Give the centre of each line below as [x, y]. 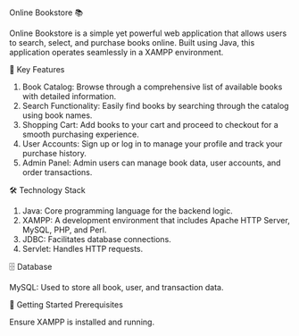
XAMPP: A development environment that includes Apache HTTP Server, [156, 220]
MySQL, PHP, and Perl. [64, 230]
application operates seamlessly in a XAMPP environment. [116, 52]
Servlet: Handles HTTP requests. [83, 249]
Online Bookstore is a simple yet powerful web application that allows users [148, 33]
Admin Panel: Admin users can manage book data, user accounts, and [151, 163]
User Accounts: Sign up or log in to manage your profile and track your [152, 144]
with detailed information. [69, 96]
